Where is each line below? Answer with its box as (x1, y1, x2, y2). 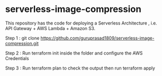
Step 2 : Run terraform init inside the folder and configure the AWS (5, 50, 143, 56)
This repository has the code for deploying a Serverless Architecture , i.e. (5, 20, 157, 26)
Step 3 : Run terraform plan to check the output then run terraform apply (5, 65, 155, 71)
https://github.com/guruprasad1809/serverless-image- (40, 35, 154, 41)
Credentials (5, 55, 29, 61)
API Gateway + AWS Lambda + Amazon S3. (5, 25, 96, 31)
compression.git (5, 40, 39, 46)
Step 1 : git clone (5, 35, 40, 41)
